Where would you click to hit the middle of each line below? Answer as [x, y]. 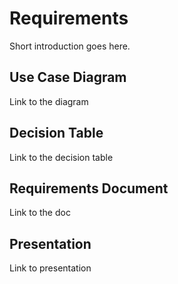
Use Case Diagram [68, 77]
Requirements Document [89, 188]
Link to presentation [50, 268]
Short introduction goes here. [70, 46]
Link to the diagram [49, 101]
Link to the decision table [61, 157]
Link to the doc [40, 213]
